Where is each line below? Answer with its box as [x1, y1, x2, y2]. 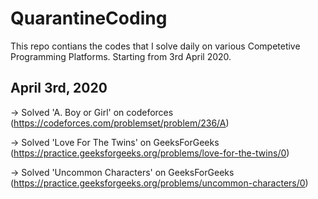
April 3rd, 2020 [10, 80, 108, 97]
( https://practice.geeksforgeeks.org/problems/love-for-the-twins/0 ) [10, 147, 290, 159]
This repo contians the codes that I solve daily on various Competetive [10, 40, 301, 52]
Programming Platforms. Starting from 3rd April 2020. [10, 50, 232, 62]
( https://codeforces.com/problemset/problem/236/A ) [10, 117, 230, 129]
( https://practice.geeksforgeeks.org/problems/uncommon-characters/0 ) [10, 177, 309, 189]
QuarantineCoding [10, 7, 168, 30]
